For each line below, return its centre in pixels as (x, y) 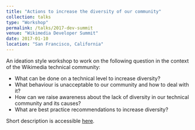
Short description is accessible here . (51, 121)
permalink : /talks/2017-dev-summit (50, 28)
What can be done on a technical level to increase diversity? (87, 78)
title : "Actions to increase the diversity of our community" (84, 11)
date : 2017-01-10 (27, 39)
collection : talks (28, 17)
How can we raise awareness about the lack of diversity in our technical (102, 97)
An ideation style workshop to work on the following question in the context (97, 61)
